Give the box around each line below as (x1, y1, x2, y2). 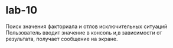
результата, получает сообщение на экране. (5, 35, 118, 42)
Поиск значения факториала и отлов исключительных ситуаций (5, 23, 168, 30)
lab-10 (5, 4, 38, 17)
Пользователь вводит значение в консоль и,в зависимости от (5, 29, 162, 36)
